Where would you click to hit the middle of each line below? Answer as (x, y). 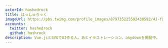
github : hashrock (28, 33)
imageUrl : (15, 19)
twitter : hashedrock (31, 28)
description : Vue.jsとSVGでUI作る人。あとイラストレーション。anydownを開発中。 (82, 38)
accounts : (15, 24)
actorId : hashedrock (27, 10)
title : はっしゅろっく (26, 14)
